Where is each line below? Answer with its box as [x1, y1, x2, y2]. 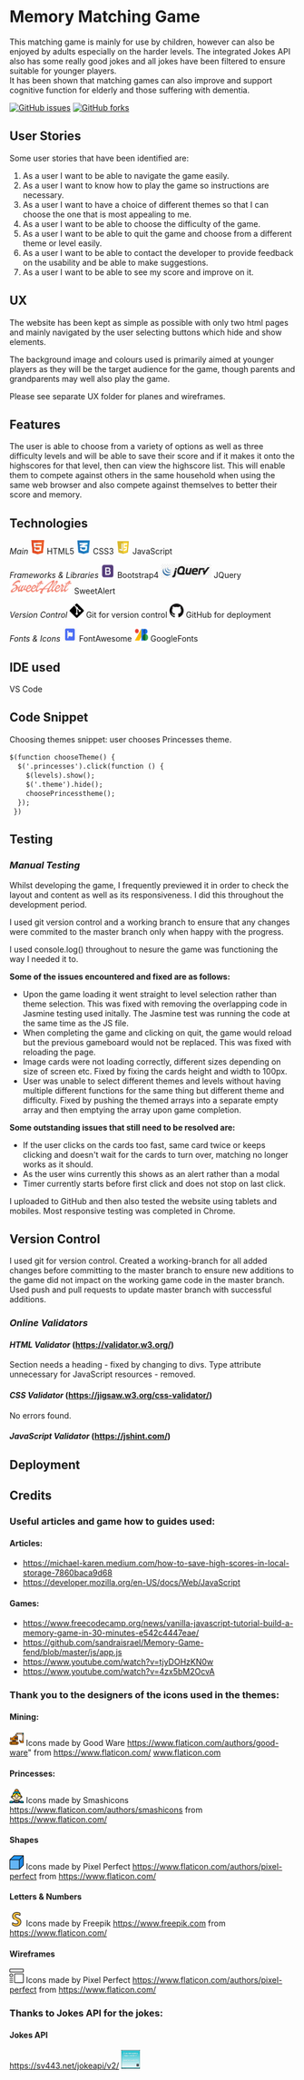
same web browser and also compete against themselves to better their [9, 479, 278, 491]
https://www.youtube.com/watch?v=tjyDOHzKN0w [22, 1656, 214, 1667]
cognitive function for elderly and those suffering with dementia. [9, 84, 250, 95]
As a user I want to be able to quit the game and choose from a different [22, 228, 292, 239]
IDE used [9, 660, 61, 675]
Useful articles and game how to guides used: [9, 1515, 216, 1527]
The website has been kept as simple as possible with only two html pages [9, 317, 289, 328]
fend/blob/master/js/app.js [22, 1647, 123, 1658]
